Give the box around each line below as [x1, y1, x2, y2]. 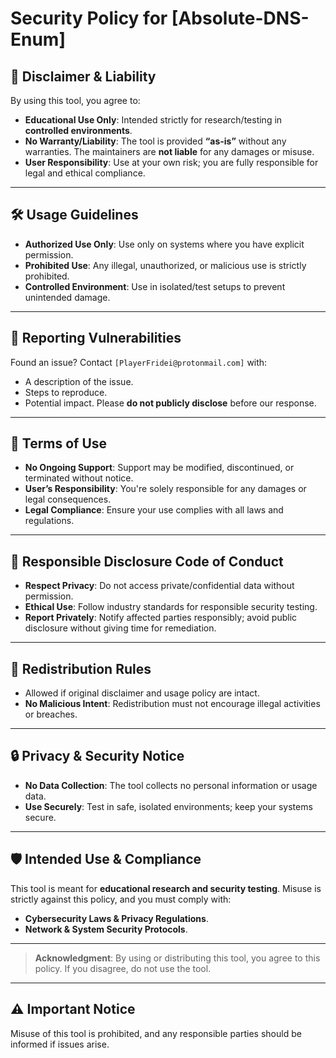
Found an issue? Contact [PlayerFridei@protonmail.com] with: [10, 356, 268, 368]
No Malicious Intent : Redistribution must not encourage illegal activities [24, 698, 321, 710]
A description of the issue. [24, 375, 134, 387]
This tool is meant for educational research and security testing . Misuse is [10, 882, 322, 894]
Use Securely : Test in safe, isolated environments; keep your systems [24, 800, 313, 812]
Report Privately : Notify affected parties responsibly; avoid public [24, 612, 298, 624]
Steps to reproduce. [24, 386, 108, 398]
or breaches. [24, 708, 78, 721]
